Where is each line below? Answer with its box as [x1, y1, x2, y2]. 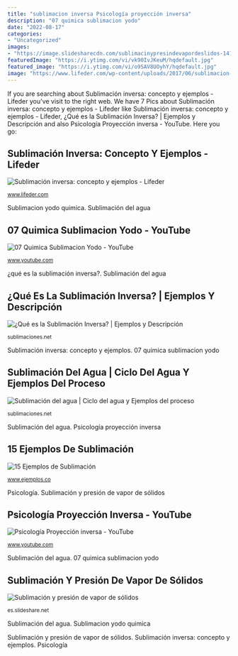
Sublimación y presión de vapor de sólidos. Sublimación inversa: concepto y [7, 633, 230, 642]
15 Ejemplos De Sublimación [7, 443, 135, 455]
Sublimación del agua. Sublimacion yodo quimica [7, 619, 151, 628]
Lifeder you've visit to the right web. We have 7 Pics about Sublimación [7, 97, 215, 105]
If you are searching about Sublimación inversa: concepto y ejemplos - [7, 89, 214, 98]
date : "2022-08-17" [7, 23, 65, 31]
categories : [7, 30, 42, 38]
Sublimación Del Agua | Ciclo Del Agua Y [7, 366, 190, 378]
